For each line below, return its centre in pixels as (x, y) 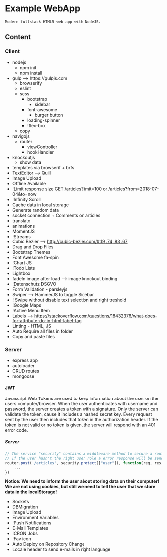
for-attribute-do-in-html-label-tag (47, 320)
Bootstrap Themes (31, 252)
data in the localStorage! (31, 492)
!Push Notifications (32, 523)
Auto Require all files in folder (42, 331)
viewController (42, 147)
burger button (49, 115)
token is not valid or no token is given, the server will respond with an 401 (80, 425)
